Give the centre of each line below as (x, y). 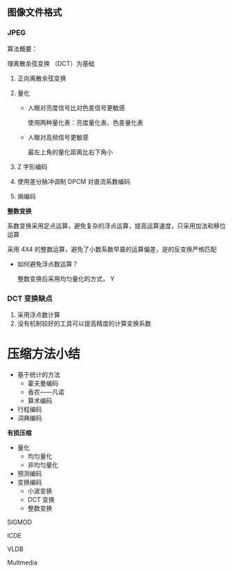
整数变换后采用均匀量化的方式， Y (66, 278)
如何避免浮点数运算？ (48, 264)
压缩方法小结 (44, 354)
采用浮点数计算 (38, 314)
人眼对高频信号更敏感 (58, 137)
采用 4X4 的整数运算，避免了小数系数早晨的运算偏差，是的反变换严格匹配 (112, 249)
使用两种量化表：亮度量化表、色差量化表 (85, 122)
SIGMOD (20, 522)
